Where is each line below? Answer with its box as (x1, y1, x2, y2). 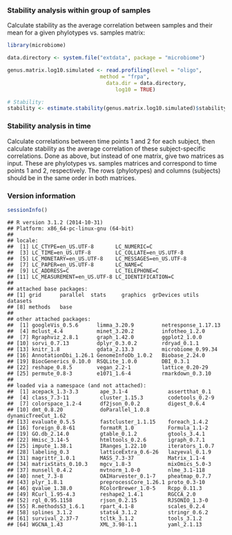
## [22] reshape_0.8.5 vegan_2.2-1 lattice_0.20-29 (7, 364, 209, 371)
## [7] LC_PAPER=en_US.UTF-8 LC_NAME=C (7, 261, 144, 268)
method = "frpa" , (99, 73, 150, 80)
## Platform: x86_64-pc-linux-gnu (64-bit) (7, 225, 135, 232)
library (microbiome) (7, 42, 67, 49)
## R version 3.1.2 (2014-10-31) (7, 219, 104, 226)
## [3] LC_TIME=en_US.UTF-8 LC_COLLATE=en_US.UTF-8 (7, 249, 184, 256)
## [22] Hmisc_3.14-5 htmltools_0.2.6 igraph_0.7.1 (7, 436, 206, 443)
